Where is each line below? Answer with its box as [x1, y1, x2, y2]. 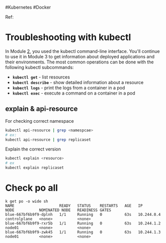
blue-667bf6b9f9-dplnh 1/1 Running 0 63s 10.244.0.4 [5, 212, 161, 217]
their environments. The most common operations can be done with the [5, 59, 154, 65]
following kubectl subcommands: [5, 64, 74, 70]
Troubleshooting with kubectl [5, 32, 131, 43]
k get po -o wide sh [5, 199, 49, 204]
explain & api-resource [5, 105, 78, 113]
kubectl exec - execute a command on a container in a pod [12, 90, 136, 96]
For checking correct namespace [5, 118, 74, 124]
